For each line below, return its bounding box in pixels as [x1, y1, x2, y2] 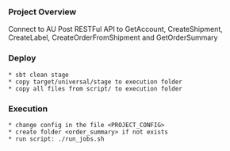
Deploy [8, 52, 36, 64]
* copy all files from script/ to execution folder [8, 84, 182, 93]
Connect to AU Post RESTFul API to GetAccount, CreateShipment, [8, 25, 224, 34]
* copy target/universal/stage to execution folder [8, 78, 182, 86]
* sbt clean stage [8, 71, 69, 79]
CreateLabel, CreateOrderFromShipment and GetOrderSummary [8, 33, 218, 42]
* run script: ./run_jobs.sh [8, 134, 105, 143]
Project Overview [8, 6, 77, 17]
